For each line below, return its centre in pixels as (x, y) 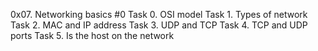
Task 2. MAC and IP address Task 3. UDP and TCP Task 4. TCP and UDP (159, 25)
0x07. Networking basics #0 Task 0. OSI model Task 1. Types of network (159, 14)
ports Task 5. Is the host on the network (92, 35)
